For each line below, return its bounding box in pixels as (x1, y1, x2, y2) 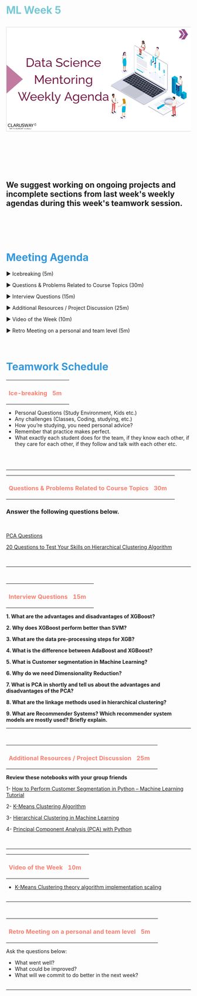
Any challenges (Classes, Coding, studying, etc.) (14, 415, 133, 423)
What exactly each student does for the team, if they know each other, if (14, 434, 189, 441)
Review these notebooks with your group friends (6, 774, 128, 781)
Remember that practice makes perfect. (14, 428, 111, 435)
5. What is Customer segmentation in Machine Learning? (6, 658, 148, 665)
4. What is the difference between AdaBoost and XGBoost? (6, 647, 153, 654)
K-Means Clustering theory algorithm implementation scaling (14, 884, 162, 891)
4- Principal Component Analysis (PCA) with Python (6, 826, 132, 833)
